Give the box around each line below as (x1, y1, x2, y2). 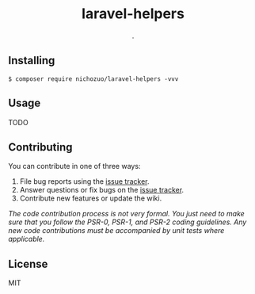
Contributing (8, 140, 73, 154)
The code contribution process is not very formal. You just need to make (8, 209, 245, 219)
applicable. (8, 235, 45, 244)
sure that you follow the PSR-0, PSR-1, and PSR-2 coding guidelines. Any (8, 217, 247, 227)
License (8, 257, 48, 270)
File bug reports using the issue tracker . (19, 177, 150, 186)
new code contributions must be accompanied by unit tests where (8, 226, 225, 235)
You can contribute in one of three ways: (8, 162, 141, 171)
